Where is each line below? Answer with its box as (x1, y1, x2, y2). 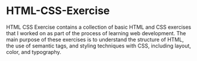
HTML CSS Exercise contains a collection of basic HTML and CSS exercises (6, 23, 191, 30)
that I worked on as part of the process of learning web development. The (6, 29, 186, 36)
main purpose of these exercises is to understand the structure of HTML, (6, 36, 184, 43)
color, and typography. (6, 48, 62, 55)
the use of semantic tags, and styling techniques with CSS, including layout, (6, 42, 191, 49)
